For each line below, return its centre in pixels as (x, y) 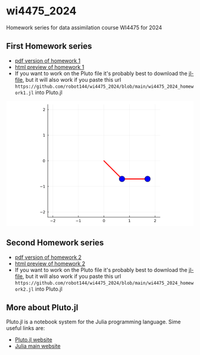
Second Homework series (55, 243)
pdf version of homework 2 (48, 257)
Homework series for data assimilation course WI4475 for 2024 (84, 27)
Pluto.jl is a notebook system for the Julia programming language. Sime (93, 322)
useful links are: (26, 328)
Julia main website (37, 346)
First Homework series (49, 46)
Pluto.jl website (33, 340)
